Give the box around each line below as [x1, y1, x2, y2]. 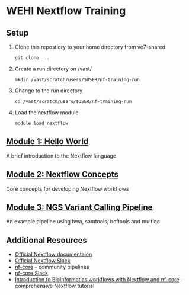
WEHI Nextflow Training [6, 4, 126, 18]
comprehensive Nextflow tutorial [14, 283, 95, 290]
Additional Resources [6, 235, 87, 245]
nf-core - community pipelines [14, 264, 90, 271]
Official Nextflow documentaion [14, 251, 92, 258]
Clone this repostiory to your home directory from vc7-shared [14, 43, 166, 50]
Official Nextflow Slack [14, 257, 71, 264]
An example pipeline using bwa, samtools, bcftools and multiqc [6, 218, 160, 225]
